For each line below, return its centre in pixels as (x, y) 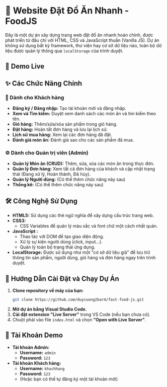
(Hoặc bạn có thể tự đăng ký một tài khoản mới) (69, 379)
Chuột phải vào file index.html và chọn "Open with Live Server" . (79, 319)
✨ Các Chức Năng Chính (44, 83)
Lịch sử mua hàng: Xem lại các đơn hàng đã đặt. (62, 135)
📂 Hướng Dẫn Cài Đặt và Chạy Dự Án (62, 278)
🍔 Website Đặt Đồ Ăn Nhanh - (67, 11)
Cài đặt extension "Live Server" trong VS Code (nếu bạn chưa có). (81, 314)
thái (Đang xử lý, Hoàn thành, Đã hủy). (51, 174)
